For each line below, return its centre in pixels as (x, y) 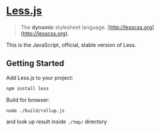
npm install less (28, 89)
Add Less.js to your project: (40, 77)
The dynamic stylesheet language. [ (65, 27)
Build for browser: (28, 100)
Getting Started (35, 63)
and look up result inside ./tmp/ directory (57, 122)
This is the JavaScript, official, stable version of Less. (71, 45)
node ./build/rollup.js (36, 110)
